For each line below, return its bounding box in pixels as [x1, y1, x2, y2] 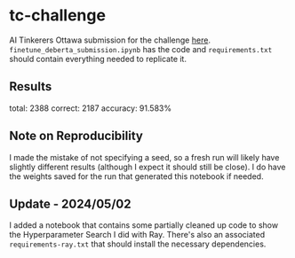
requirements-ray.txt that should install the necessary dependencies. [9, 238, 267, 249]
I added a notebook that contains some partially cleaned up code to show [9, 220, 278, 231]
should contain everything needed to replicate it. [9, 53, 187, 64]
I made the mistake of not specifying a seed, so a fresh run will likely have [9, 152, 280, 162]
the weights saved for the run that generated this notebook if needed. [9, 170, 264, 182]
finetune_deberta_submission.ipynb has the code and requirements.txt [9, 43, 273, 54]
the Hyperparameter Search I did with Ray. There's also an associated [9, 230, 265, 240]
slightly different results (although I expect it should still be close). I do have [9, 161, 286, 172]
